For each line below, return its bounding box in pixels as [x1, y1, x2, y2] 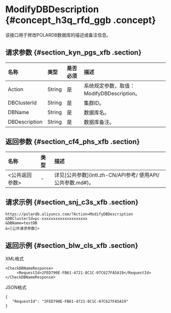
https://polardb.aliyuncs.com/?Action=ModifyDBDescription [5, 212, 133, 217]
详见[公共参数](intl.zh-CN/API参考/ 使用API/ [54, 171, 160, 178]
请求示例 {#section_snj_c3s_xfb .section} [5, 198, 139, 206]
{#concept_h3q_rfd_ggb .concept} [5, 14, 156, 26]
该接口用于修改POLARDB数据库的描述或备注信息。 [5, 32, 111, 38]
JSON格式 [5, 284, 27, 291]
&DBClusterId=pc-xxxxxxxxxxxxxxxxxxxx [5, 216, 88, 221]
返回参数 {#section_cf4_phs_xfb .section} [5, 138, 140, 146]
